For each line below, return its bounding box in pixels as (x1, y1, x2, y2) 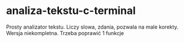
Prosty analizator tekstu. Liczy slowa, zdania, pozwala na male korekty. (6, 23, 179, 30)
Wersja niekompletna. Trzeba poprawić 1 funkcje (6, 29, 124, 36)
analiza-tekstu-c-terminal (6, 4, 136, 17)
